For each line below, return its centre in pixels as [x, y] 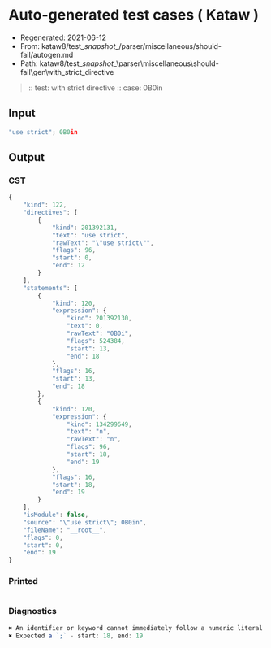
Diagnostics [32, 611]
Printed [23, 581]
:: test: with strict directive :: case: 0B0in [96, 88]
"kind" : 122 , [45, 205]
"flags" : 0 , [43, 537]
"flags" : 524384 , [96, 341]
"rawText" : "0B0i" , [99, 334]
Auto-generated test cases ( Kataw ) [134, 15]
